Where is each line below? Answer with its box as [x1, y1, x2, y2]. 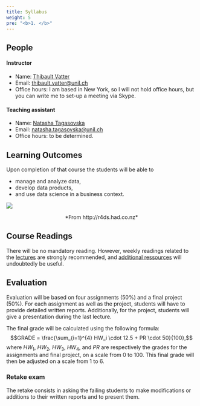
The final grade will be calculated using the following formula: [6, 324, 160, 332]
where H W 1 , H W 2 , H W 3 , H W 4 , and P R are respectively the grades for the [6, 343, 187, 352]
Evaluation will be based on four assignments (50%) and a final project [6, 293, 182, 301]
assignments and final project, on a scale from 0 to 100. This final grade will [6, 352, 195, 359]
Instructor [6, 59, 32, 67]
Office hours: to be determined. [15, 133, 94, 140]
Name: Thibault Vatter [15, 73, 70, 80]
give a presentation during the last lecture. [6, 313, 112, 320]
